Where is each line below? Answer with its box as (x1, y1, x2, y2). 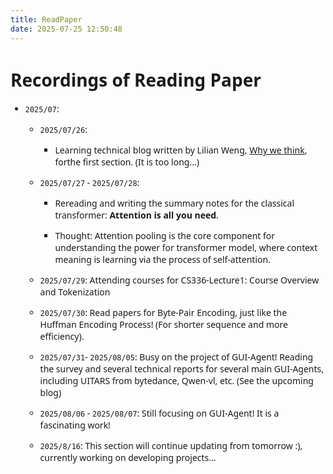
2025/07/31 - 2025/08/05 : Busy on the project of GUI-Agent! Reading (39, 351, 314, 364)
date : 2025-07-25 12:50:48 (10, 24, 123, 34)
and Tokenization (39, 286, 111, 299)
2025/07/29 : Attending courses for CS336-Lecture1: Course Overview (39, 274, 320, 287)
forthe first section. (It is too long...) (54, 156, 200, 169)
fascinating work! (39, 419, 111, 432)
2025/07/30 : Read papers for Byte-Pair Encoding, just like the (39, 306, 288, 320)
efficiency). (39, 330, 85, 343)
